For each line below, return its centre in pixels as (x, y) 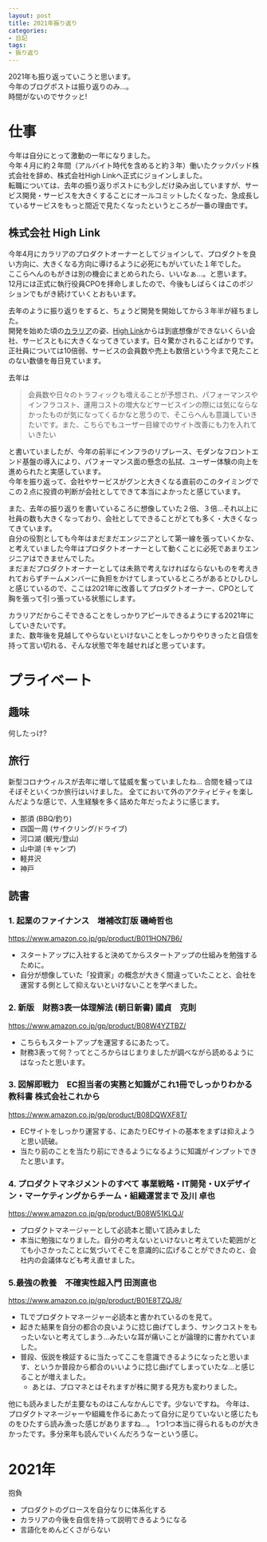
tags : (17, 46)
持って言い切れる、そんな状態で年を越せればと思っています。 (109, 645)
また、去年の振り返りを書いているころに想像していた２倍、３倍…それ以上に (133, 508)
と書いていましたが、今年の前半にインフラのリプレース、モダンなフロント (130, 451)
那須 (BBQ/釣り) (46, 818)
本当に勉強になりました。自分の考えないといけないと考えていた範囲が (135, 1240)
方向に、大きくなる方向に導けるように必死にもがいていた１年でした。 (130, 264)
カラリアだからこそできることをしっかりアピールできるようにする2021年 (128, 615)
